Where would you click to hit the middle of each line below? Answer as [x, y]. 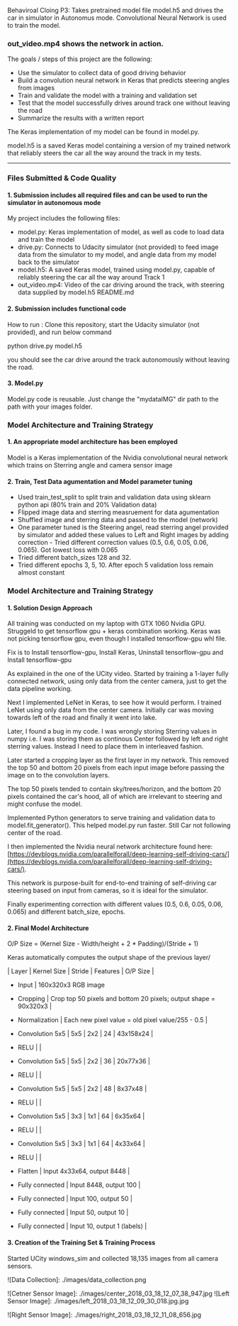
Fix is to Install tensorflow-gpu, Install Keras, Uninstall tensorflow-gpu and [115, 653]
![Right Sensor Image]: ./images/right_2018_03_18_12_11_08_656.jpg [104, 1315]
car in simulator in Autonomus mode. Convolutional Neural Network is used [117, 18]
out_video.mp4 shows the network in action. [86, 43]
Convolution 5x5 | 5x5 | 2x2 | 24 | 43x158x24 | [85, 1034]
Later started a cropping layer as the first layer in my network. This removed [118, 760]
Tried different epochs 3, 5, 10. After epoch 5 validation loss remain [115, 565]
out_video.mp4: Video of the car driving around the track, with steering [121, 285]
